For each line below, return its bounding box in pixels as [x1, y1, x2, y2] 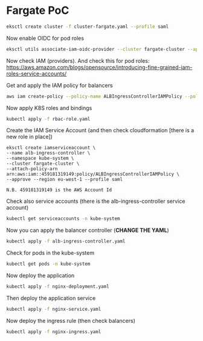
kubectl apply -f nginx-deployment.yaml [6, 284, 110, 290]
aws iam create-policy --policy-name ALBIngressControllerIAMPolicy [6, 93, 182, 100]
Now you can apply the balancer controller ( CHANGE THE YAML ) [6, 227, 169, 234]
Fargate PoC [6, 4, 69, 18]
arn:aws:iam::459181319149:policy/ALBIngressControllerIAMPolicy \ [6, 171, 180, 177]
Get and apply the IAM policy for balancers [6, 81, 113, 89]
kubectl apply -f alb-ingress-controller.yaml [6, 238, 126, 244]
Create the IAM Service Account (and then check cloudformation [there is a [6, 127, 195, 134]
